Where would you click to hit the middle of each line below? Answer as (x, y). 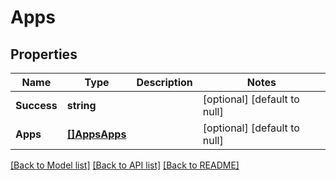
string (81, 105)
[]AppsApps (96, 134)
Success (36, 105)
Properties (44, 54)
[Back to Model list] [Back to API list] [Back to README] (125, 165)
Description (164, 82)
